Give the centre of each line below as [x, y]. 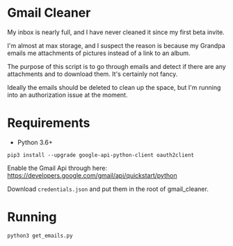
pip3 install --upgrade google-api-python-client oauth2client [101, 155]
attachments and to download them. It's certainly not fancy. [93, 74]
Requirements [49, 123]
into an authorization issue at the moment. [67, 95]
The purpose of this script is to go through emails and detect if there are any [116, 66]
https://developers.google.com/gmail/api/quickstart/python [92, 175]
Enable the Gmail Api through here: [57, 168]
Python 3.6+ [35, 142]
